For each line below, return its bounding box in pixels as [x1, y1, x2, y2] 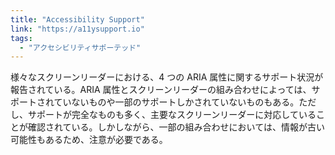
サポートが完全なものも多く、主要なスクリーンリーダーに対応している [27, 109, 317, 121]
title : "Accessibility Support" [10, 14, 145, 25]
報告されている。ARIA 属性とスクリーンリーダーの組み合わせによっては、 [10, 84, 312, 96]
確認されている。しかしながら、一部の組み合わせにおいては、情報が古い [27, 121, 325, 133]
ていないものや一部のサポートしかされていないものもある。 [53, 96, 300, 108]
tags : [10, 33, 33, 43]
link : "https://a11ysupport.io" [10, 24, 145, 34]
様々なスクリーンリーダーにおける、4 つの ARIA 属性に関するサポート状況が [10, 71, 324, 83]
